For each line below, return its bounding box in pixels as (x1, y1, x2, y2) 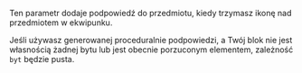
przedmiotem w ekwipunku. (9, 17, 113, 28)
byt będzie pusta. (9, 54, 75, 64)
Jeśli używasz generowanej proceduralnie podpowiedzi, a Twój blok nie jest (9, 35, 293, 45)
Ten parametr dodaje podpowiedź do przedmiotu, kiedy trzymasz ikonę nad (9, 8, 292, 18)
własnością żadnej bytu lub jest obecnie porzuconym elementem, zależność (9, 44, 294, 55)
